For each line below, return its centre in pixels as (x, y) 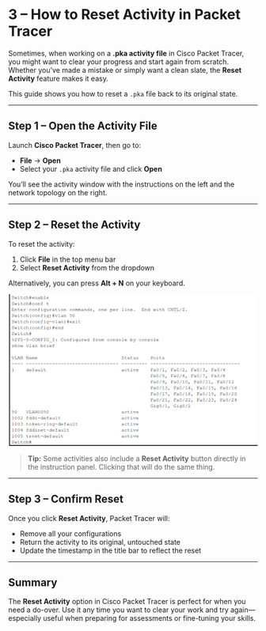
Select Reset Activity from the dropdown (87, 267)
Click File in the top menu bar (68, 259)
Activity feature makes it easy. (58, 78)
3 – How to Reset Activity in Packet (125, 15)
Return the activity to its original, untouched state (100, 542)
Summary (33, 583)
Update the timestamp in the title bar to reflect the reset (110, 550)
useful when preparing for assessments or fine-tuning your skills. (149, 618)
